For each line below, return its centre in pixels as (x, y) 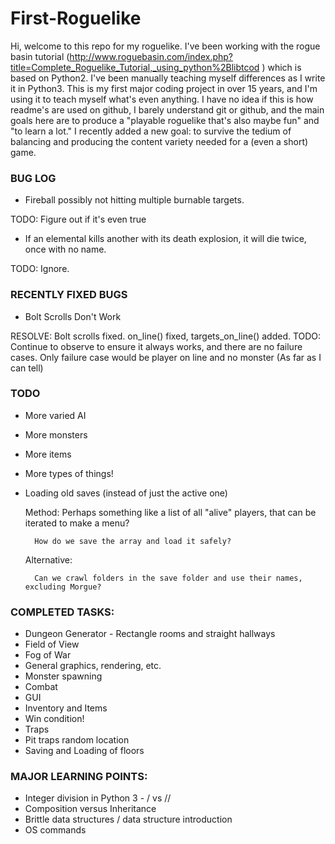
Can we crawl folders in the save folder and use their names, (168, 578)
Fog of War (48, 655)
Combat (41, 687)
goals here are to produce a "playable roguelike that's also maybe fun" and (165, 120)
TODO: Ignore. (40, 269)
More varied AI (55, 415)
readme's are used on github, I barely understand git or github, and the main (167, 109)
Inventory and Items (66, 708)
